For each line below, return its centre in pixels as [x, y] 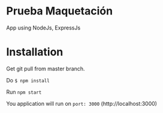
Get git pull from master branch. [46, 69]
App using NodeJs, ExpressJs [43, 28]
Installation [35, 52]
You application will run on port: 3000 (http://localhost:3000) [82, 103]
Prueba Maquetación [59, 11]
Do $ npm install [28, 80]
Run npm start [24, 92]
